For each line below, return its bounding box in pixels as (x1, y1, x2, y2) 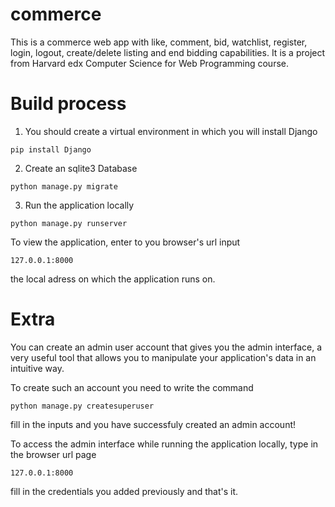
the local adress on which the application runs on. (10, 273, 216, 285)
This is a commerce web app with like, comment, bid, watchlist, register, (10, 36, 308, 48)
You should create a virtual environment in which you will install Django (24, 125, 318, 137)
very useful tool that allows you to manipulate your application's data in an (10, 351, 317, 363)
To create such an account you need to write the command (10, 381, 254, 393)
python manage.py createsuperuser (10, 401, 155, 411)
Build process (10, 93, 127, 115)
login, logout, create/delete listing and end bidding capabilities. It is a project (10, 46, 326, 58)
